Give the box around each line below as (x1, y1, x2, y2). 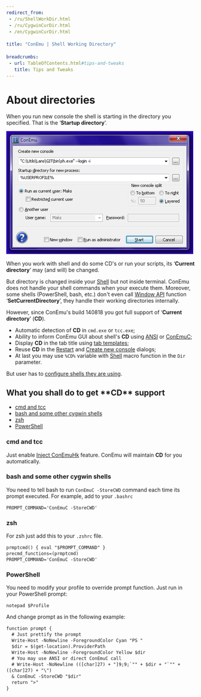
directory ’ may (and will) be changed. (6, 267, 100, 274)
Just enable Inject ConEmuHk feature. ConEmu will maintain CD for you (6, 451, 182, 458)
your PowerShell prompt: (6, 590, 68, 598)
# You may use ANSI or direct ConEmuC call (11, 656, 121, 662)
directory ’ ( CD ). (6, 315, 46, 322)
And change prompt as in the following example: (6, 613, 126, 620)
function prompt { (6, 626, 52, 632)
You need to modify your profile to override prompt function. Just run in (6, 584, 182, 592)
